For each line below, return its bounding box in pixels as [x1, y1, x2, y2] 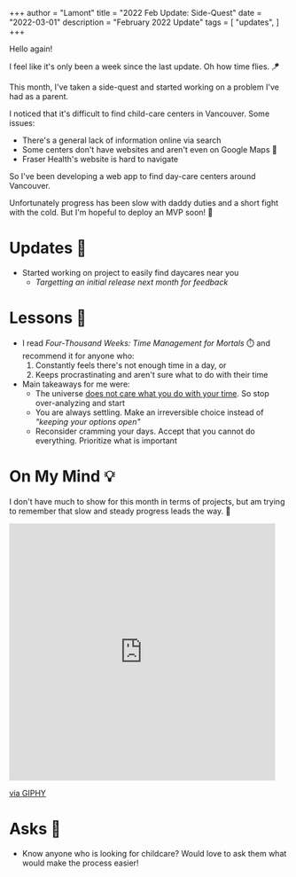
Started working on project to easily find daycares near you [21, 267, 239, 278]
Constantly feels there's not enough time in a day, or [35, 359, 227, 371]
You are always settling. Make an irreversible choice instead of [35, 407, 264, 418]
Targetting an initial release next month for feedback [35, 277, 229, 287]
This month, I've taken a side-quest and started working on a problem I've [9, 82, 279, 92]
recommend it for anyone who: [21, 350, 135, 361]
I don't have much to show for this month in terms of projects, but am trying [9, 496, 285, 506]
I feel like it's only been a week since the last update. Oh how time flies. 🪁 [9, 61, 280, 72]
